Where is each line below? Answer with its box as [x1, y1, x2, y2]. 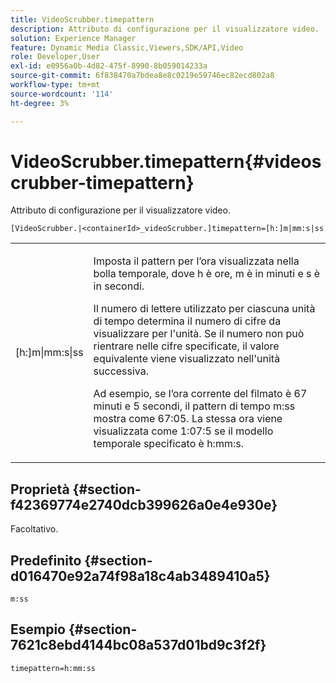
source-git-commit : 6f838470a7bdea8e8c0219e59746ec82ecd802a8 [10, 71, 275, 81]
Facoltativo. [10, 523, 59, 535]
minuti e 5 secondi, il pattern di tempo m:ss [93, 399, 296, 413]
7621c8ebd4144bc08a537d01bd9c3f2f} [10, 637, 267, 654]
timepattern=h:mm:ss [10, 663, 97, 673]
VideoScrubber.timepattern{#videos [10, 150, 322, 173]
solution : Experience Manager [10, 33, 137, 43]
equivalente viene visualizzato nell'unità [93, 352, 281, 366]
